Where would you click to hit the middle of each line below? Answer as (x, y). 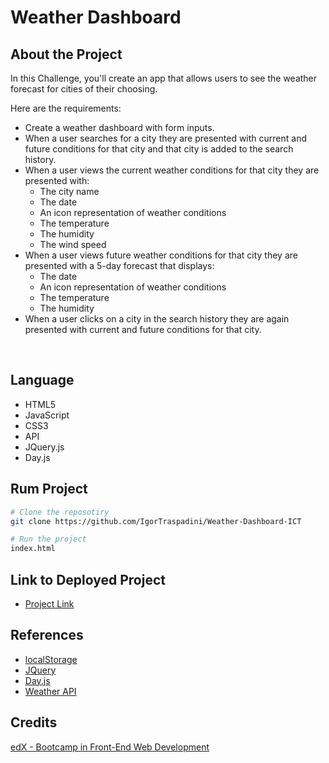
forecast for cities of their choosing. (84, 89)
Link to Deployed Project (88, 579)
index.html (33, 549)
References (47, 635)
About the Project (66, 54)
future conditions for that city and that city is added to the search (159, 149)
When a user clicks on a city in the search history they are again (157, 319)
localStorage (51, 659)
